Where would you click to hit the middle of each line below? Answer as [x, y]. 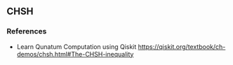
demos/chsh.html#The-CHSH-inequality [75, 54]
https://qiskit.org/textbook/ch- [182, 46]
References [27, 31]
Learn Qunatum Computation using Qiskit [76, 46]
